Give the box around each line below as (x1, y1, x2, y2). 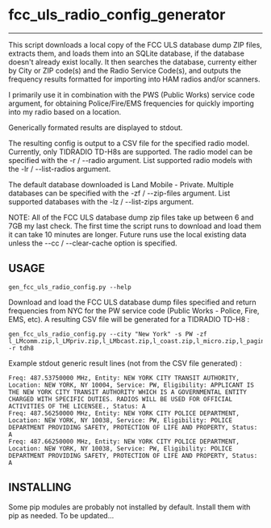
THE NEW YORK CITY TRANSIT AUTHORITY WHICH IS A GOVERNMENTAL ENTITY (8, 388, 248, 396)
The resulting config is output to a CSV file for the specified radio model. (8, 138, 250, 148)
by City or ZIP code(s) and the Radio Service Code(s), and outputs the (8, 65, 242, 75)
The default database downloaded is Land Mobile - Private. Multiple (8, 179, 234, 189)
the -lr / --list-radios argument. (8, 164, 111, 174)
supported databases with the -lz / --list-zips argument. (8, 196, 194, 207)
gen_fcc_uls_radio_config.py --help (8, 283, 131, 291)
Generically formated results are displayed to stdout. (8, 123, 183, 132)
